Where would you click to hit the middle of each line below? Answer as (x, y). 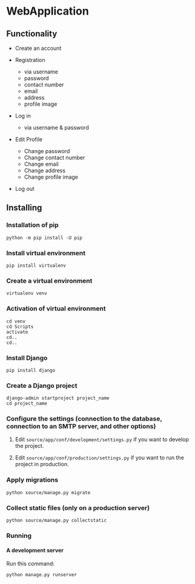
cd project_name (27, 404)
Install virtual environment (46, 253)
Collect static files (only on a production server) (78, 507)
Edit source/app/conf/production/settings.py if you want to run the (100, 458)
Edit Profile (29, 139)
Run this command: (30, 564)
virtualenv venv (27, 294)
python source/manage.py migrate (48, 493)
